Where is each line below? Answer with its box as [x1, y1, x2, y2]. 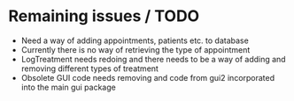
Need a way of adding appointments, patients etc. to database [20, 35, 249, 46]
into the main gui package [20, 82, 116, 92]
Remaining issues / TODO [8, 6, 200, 26]
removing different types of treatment [20, 63, 159, 74]
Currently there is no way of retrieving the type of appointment [20, 44, 251, 54]
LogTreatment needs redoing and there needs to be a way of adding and [20, 54, 286, 64]
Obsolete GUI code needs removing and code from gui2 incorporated [20, 72, 275, 83]
